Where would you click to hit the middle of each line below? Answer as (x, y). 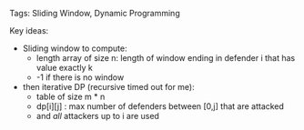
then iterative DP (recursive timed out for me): (109, 87)
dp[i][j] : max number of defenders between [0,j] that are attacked (160, 106)
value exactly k (64, 68)
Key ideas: (29, 30)
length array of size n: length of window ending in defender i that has (166, 58)
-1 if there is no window (80, 77)
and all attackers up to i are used (97, 116)
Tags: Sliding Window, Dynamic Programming (95, 13)
